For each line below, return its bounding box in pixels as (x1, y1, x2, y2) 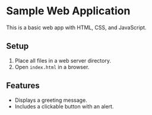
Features (6, 80, 40, 91)
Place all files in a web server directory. (14, 57, 112, 64)
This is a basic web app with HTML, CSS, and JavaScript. (6, 24, 147, 31)
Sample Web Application (6, 4, 131, 18)
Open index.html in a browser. (14, 63, 90, 70)
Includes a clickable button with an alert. (14, 102, 114, 110)
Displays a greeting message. (14, 97, 87, 104)
